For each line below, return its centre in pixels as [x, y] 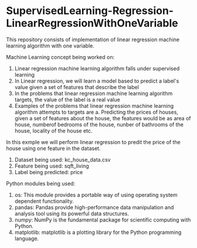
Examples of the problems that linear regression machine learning [94, 106]
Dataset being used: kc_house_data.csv [62, 159]
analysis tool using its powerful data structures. [72, 213]
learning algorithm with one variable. [50, 46]
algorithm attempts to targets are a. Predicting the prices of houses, [96, 112]
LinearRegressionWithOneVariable [92, 23]
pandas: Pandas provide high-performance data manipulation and [94, 207]
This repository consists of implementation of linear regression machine [93, 39]
